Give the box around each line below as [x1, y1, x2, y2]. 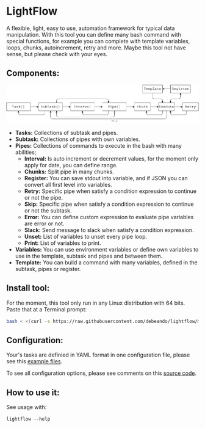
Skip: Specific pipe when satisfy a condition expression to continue [24, 200, 194, 208]
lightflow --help [6, 416, 51, 423]
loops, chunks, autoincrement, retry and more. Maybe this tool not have [6, 44, 186, 51]
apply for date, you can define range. [24, 161, 118, 169]
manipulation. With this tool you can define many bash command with [6, 31, 182, 38]
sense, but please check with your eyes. [6, 50, 108, 57]
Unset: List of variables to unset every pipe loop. [24, 233, 148, 240]
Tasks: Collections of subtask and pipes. [15, 129, 118, 136]
